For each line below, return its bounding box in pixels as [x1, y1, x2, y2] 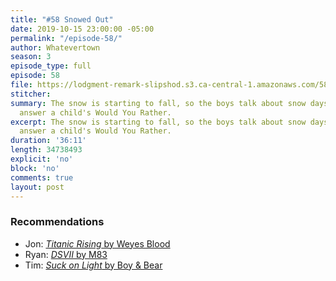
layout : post [10, 182, 65, 192]
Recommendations [10, 215, 105, 229]
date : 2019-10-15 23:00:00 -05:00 [10, 24, 155, 34]
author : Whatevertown [10, 42, 101, 53]
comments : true [10, 172, 74, 183]
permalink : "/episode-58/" [10, 33, 123, 43]
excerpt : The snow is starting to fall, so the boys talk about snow [10, 117, 307, 127]
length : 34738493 [10, 145, 83, 155]
